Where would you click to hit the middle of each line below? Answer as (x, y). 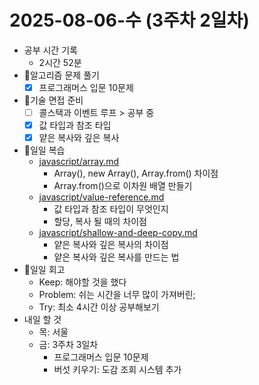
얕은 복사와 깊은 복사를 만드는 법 (116, 257)
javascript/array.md (79, 162)
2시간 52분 (60, 62)
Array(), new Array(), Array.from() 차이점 (136, 173)
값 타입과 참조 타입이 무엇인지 (111, 209)
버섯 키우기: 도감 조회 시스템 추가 (117, 370)
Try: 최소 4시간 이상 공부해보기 (99, 307)
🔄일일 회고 (44, 270)
